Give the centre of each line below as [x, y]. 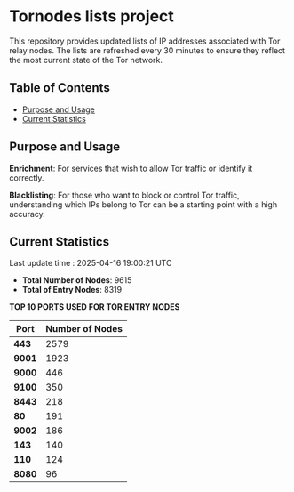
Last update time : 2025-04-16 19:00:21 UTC [91, 263]
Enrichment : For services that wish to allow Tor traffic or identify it [131, 168]
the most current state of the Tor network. [86, 60]
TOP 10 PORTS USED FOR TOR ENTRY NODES [95, 307]
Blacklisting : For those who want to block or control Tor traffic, [124, 195]
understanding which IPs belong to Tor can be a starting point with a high [143, 204]
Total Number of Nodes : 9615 [77, 280]
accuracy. [28, 214]
